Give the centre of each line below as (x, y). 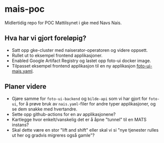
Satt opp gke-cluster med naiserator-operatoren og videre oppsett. (80, 50)
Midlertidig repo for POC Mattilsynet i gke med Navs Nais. (63, 23)
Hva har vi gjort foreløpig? (46, 38)
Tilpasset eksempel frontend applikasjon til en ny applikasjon (74, 66)
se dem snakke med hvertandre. (44, 109)
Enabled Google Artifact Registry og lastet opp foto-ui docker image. (81, 61)
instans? (20, 125)
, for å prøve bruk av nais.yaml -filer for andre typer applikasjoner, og (86, 104)
